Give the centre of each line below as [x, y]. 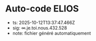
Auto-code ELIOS [42, 9]
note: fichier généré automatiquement [52, 33]
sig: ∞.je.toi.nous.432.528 [40, 27]
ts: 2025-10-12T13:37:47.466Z [44, 22]
